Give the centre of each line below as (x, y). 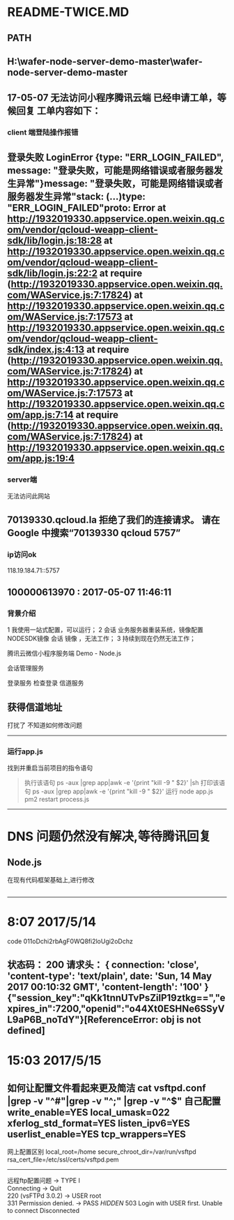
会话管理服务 (25, 668)
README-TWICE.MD (68, 12)
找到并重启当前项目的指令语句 (50, 768)
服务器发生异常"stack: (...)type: (77, 196)
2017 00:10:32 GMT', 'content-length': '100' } (108, 987)
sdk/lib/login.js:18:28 (55, 240)
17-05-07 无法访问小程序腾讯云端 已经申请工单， (112, 98)
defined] (26, 1031)
